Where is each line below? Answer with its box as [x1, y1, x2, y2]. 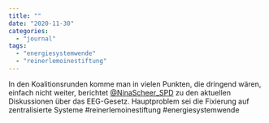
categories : [8, 27, 49, 35]
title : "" [8, 11, 42, 20]
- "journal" [15, 34, 57, 43]
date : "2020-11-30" [8, 19, 75, 28]
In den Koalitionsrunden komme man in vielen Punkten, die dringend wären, [8, 78, 262, 89]
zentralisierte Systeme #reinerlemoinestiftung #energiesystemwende [8, 104, 240, 114]
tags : [8, 42, 27, 50]
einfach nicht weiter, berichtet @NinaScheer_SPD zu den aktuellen [8, 87, 232, 97]
